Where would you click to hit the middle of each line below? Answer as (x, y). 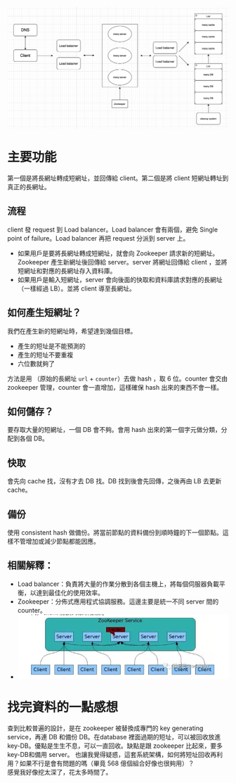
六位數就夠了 (36, 363)
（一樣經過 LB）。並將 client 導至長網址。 (76, 288)
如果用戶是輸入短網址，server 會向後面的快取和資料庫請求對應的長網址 (120, 279)
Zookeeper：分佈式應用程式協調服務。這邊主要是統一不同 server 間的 (118, 601)
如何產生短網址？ (44, 313)
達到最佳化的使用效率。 (70, 592)
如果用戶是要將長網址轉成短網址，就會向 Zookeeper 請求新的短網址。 (118, 253)
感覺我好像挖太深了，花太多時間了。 (60, 772)
